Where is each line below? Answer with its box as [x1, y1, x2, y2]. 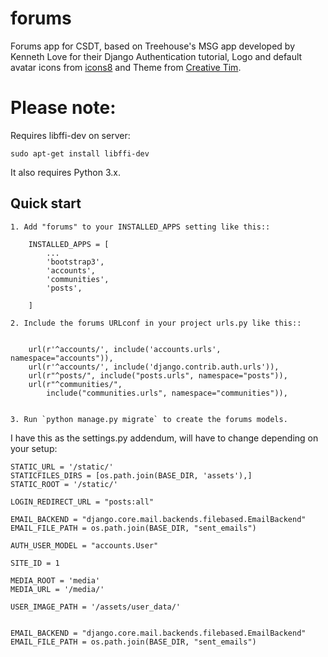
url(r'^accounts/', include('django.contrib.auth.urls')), [28, 362, 280, 372]
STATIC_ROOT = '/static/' [10, 479, 118, 489]
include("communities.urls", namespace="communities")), [46, 388, 288, 398]
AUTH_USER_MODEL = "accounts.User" [10, 540, 159, 551]
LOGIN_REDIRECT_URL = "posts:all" [10, 497, 155, 507]
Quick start [10, 195, 82, 212]
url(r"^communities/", [28, 379, 123, 389]
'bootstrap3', [46, 257, 105, 267]
